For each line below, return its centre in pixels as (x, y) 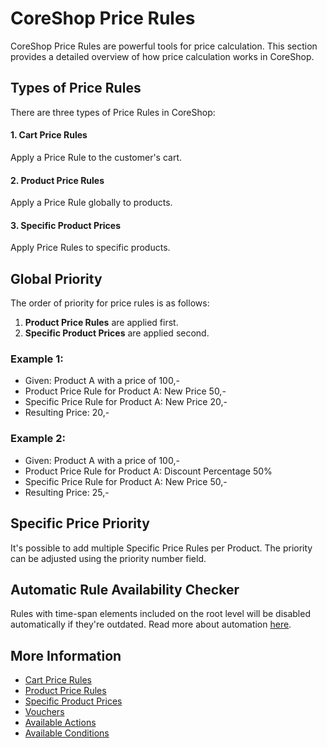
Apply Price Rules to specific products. (90, 248)
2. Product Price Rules (57, 180)
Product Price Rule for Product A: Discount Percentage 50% (148, 471)
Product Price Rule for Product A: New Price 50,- (125, 391)
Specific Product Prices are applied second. (117, 333)
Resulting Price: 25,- (67, 492)
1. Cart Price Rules (49, 135)
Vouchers (44, 712)
